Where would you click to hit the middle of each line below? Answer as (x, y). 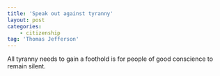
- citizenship (40, 33)
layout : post (26, 20)
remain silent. (27, 66)
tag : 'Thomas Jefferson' (43, 39)
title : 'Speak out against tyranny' (60, 13)
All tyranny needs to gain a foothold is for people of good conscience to (110, 59)
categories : (24, 26)
